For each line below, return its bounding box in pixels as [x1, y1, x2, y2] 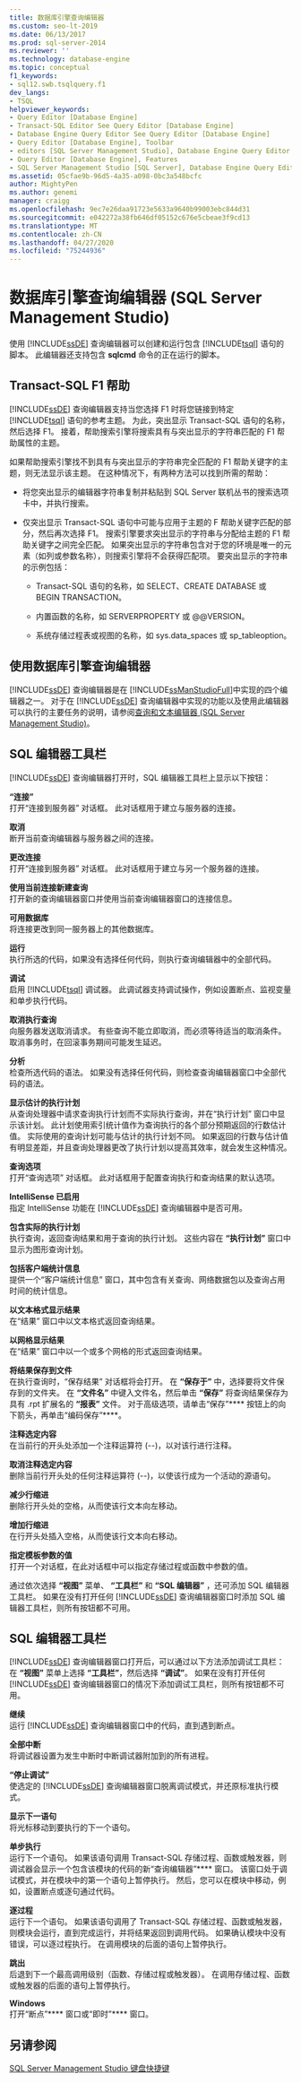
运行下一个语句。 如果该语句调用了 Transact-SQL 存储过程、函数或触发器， [9, 1916, 288, 1927]
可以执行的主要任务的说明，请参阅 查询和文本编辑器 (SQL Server [9, 706, 245, 717]
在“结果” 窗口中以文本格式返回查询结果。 [9, 1315, 160, 1326]
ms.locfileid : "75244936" [9, 246, 106, 255]
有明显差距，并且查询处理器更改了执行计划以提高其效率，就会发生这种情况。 [9, 1142, 292, 1153]
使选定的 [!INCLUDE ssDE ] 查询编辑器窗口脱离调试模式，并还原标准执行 [9, 1781, 271, 1792]
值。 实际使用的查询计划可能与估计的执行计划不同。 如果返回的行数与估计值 [9, 1130, 288, 1141]
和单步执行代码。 [9, 995, 73, 1006]
